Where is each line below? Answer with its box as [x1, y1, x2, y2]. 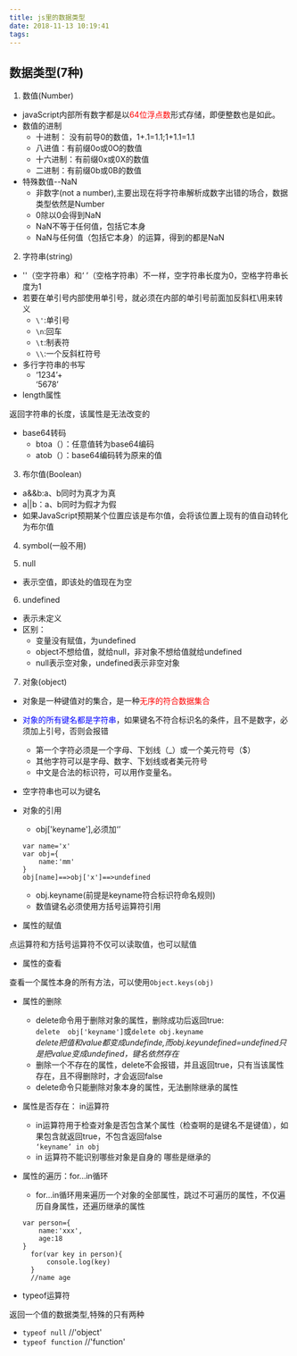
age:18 [38, 1235, 63, 1243]
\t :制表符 [35, 337, 70, 348]
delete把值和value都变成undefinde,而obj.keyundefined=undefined [35, 1037, 279, 1048]
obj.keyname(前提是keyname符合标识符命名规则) [35, 890, 216, 900]
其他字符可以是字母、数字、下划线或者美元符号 [35, 756, 208, 766]
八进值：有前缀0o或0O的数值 [35, 143, 143, 154]
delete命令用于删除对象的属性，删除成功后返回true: [35, 1015, 225, 1025]
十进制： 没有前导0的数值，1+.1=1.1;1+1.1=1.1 [35, 131, 195, 143]
